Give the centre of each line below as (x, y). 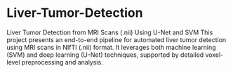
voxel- (214, 55)
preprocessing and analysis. (62, 62)
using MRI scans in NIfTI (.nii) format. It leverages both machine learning (111, 47)
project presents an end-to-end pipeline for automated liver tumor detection (116, 39)
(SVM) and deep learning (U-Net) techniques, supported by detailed (105, 55)
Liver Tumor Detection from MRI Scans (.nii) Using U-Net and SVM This (110, 32)
